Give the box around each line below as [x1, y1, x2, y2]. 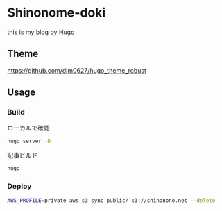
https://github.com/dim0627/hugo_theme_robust [7, 66, 147, 74]
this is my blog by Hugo [7, 28, 75, 36]
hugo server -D [7, 137, 51, 145]
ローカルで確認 [7, 124, 50, 133]
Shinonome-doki [7, 5, 106, 21]
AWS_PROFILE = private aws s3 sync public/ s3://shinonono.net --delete [7, 197, 216, 204]
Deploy [7, 182, 32, 192]
